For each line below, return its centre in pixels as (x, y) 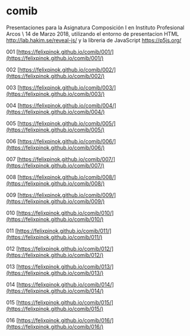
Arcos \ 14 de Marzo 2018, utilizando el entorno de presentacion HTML (93, 33)
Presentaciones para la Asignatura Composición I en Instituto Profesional (95, 27)
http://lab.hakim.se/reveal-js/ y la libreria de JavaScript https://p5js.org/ (94, 40)
